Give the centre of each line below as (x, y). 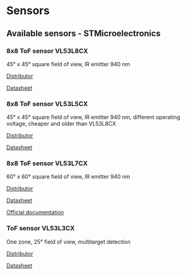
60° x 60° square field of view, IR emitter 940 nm (68, 177)
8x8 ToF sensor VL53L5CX (47, 104)
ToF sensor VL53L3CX (41, 228)
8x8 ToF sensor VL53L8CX (47, 51)
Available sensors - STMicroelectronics (83, 33)
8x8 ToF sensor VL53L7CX (47, 163)
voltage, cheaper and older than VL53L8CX (61, 124)
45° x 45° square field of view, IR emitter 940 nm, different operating (93, 117)
